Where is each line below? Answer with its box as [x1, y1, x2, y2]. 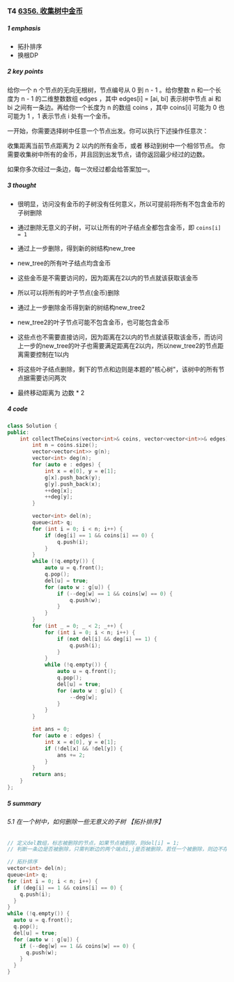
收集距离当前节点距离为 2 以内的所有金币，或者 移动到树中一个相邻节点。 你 [7, 141, 226, 150]
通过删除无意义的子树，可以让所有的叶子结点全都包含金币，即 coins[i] [17, 223, 221, 231]
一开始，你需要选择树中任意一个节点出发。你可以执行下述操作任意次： [7, 127, 209, 135]
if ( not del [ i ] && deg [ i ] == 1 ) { [56, 635, 157, 642]
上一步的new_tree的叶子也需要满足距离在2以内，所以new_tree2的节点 [17, 341, 218, 349]
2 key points [7, 68, 44, 76]
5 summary [7, 799, 42, 807]
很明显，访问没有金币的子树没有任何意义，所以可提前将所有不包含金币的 [17, 200, 225, 208]
